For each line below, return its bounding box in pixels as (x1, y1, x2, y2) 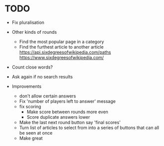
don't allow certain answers (19, 93, 77, 99)
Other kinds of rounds (11, 29, 57, 35)
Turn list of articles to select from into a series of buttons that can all (19, 125, 160, 131)
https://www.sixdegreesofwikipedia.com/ (19, 54, 104, 60)
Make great (19, 135, 43, 141)
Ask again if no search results (11, 73, 73, 79)
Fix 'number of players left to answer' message (19, 98, 116, 104)
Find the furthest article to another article (19, 44, 104, 50)
